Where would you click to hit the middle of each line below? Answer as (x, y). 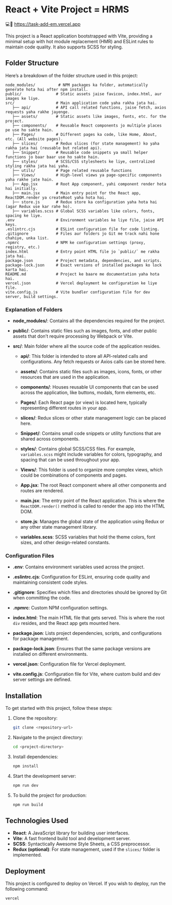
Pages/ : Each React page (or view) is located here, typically (84, 403)
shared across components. (50, 439)
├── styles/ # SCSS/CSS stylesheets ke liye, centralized (83, 161)
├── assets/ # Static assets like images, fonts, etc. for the (89, 116)
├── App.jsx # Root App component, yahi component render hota (89, 184)
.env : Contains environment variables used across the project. (79, 567)
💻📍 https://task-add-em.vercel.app (43, 24)
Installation (24, 696)
